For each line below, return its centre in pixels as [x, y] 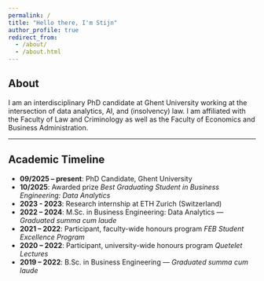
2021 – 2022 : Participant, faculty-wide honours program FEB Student [132, 228]
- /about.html [38, 52]
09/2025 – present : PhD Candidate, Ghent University [106, 178]
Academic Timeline [57, 160]
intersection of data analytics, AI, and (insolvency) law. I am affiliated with [127, 111]
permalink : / [29, 15]
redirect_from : [33, 37]
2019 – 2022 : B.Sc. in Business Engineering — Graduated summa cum [134, 262]
